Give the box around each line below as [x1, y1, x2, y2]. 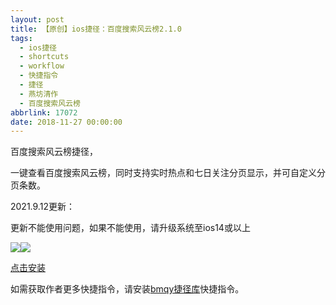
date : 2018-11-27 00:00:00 [10, 117, 123, 127]
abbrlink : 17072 [10, 107, 78, 118]
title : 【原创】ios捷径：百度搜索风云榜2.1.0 [10, 24, 182, 34]
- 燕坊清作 [19, 89, 59, 99]
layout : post [10, 14, 65, 25]
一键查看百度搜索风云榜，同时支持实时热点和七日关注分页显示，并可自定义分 [10, 167, 326, 179]
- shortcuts [19, 52, 70, 62]
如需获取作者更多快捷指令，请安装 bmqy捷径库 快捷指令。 [10, 283, 245, 295]
